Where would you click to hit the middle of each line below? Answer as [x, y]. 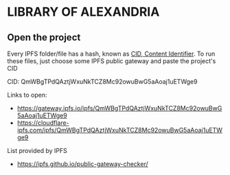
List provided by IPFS [37, 151]
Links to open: [27, 95]
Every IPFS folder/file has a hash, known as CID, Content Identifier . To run [111, 54]
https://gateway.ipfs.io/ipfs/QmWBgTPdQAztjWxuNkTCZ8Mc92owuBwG [119, 108]
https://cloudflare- [43, 123]
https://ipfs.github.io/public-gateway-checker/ [83, 164]
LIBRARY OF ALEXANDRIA [83, 12]
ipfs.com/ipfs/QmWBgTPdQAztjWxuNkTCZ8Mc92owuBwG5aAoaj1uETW [120, 130]
